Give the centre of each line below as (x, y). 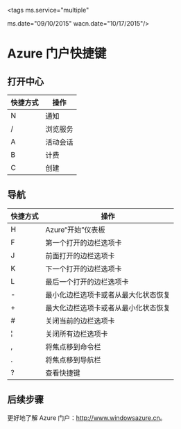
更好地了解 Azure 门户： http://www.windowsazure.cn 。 (87, 418)
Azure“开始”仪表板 (75, 230)
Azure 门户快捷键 (57, 54)
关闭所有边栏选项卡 (77, 334)
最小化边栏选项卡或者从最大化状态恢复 (108, 294)
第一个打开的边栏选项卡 (84, 242)
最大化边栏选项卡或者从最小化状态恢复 (108, 308)
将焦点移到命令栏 (74, 346)
